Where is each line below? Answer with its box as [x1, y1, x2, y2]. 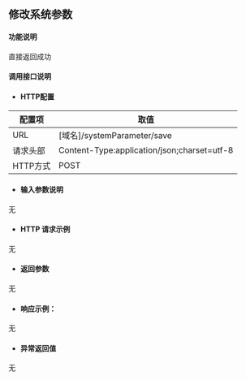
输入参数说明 [19, 184, 63, 194]
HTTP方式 [12, 161, 51, 172]
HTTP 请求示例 [19, 224, 71, 234]
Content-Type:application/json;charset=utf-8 [58, 145, 234, 156]
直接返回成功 [8, 51, 51, 61]
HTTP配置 [19, 92, 55, 101]
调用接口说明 [8, 71, 51, 81]
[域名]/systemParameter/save [58, 130, 172, 141]
